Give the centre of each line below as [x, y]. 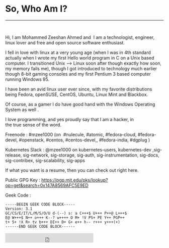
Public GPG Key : [23, 180]
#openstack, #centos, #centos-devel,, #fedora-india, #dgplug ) [84, 140]
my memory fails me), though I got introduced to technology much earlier [81, 68]
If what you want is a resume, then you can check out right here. [72, 170]
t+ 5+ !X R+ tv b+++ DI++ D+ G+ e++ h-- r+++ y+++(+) [63, 222]
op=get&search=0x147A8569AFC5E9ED [47, 185]
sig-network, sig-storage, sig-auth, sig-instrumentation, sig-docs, [91, 155]
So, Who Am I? [36, 9]
